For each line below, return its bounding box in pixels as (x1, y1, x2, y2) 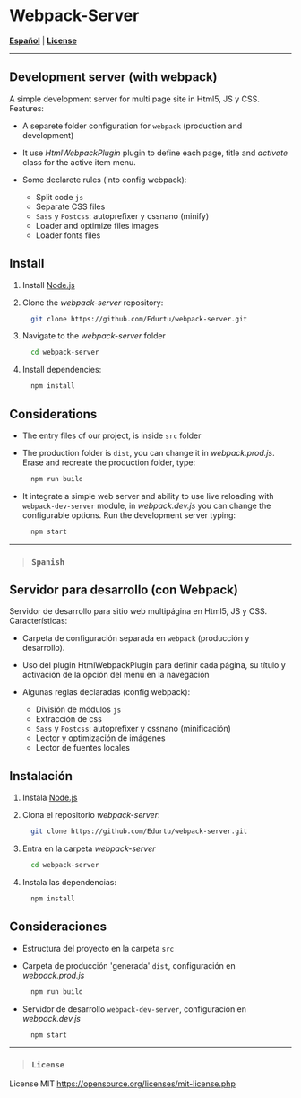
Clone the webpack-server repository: (21, 297, 164, 308)
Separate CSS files (35, 201, 106, 212)
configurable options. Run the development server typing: (21, 509, 236, 521)
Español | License (9, 35, 78, 46)
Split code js (35, 191, 83, 202)
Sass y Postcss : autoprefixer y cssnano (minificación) (35, 724, 231, 734)
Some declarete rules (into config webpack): (21, 174, 187, 185)
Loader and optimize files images (35, 220, 159, 231)
